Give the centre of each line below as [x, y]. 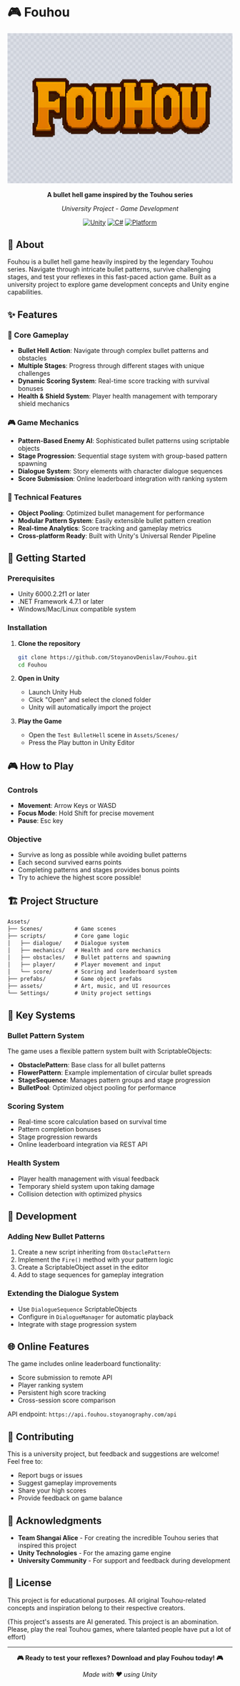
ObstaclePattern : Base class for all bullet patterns [91, 1064]
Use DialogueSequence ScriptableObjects [77, 1309]
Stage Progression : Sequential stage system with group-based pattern [122, 456]
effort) [17, 1637]
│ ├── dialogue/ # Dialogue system [69, 943]
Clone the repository [49, 643]
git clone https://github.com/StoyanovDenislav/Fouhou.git [107, 657]
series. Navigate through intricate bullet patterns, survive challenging [109, 269]
